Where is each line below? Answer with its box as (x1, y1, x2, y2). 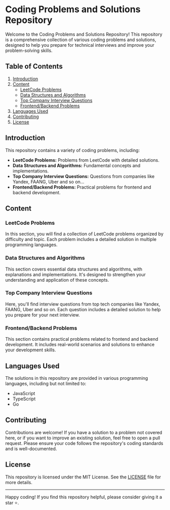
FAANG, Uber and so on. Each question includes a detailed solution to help (5, 306, 161, 312)
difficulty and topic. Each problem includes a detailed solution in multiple (5, 236, 157, 243)
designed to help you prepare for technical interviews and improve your (5, 42, 155, 48)
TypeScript (12, 396, 36, 402)
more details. (5, 479, 33, 485)
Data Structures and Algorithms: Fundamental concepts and (12, 162, 141, 168)
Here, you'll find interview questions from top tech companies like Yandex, (5, 301, 160, 307)
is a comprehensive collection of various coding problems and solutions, (5, 37, 157, 43)
